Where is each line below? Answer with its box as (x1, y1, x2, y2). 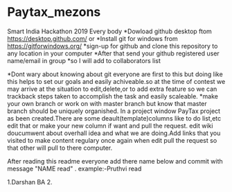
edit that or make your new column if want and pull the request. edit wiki (7, 121, 213, 130)
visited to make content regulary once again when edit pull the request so (7, 136, 217, 144)
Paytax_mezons (7, 4, 101, 20)
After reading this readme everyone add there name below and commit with (7, 157, 223, 165)
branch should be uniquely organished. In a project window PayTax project (7, 107, 220, 115)
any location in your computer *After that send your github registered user (7, 49, 220, 58)
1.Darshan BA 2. (7, 177, 53, 186)
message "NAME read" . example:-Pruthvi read (7, 164, 142, 173)
